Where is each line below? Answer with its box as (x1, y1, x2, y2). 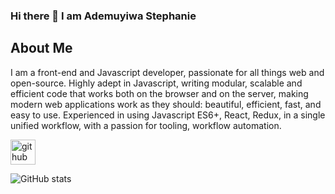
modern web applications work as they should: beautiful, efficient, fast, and (10, 98, 322, 110)
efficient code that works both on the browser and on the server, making (10, 87, 309, 99)
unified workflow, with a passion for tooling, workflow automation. (10, 119, 282, 131)
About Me (10, 40, 73, 57)
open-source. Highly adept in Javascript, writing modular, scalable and (10, 77, 303, 89)
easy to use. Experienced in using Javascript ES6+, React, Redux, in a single (10, 109, 326, 121)
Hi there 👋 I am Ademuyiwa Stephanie (10, 9, 197, 23)
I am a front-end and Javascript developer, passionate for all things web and (10, 66, 325, 78)
